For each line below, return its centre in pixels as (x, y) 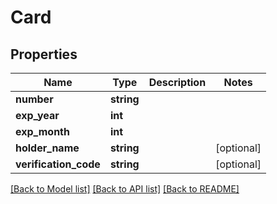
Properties (44, 54)
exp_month (42, 131)
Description (177, 82)
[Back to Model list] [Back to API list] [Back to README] (125, 189)
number (34, 99)
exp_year (37, 115)
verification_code (58, 164)
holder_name (47, 148)
